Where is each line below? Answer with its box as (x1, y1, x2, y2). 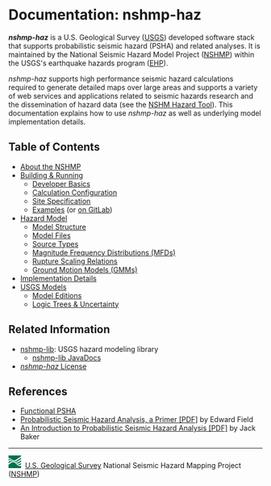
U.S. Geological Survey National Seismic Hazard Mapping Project (24, 461, 242, 471)
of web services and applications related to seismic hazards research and (8, 91, 254, 100)
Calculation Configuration (31, 188, 118, 197)
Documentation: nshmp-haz (8, 6, 202, 24)
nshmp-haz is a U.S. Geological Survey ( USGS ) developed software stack (8, 32, 256, 42)
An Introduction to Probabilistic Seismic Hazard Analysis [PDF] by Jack (19, 423, 256, 433)
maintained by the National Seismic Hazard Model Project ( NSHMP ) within (8, 49, 255, 59)
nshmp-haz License (19, 361, 87, 371)
